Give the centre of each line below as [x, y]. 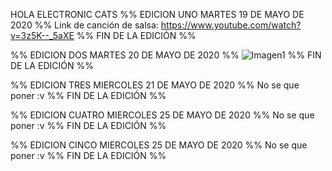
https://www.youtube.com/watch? [231, 25]
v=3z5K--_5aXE [42, 35]
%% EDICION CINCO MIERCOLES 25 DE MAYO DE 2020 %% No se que [159, 145]
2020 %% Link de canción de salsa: [84, 25]
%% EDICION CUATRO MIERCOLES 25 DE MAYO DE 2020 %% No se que [162, 115]
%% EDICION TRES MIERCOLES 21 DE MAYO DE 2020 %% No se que [155, 85]
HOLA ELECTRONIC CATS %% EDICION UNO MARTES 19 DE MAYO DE [157, 14]
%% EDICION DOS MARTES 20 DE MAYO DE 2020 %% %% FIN [166, 55]
